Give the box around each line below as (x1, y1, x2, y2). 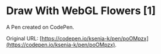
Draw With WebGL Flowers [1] (6, 4, 156, 18)
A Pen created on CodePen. (6, 23, 74, 31)
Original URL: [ (6, 35, 42, 42)
